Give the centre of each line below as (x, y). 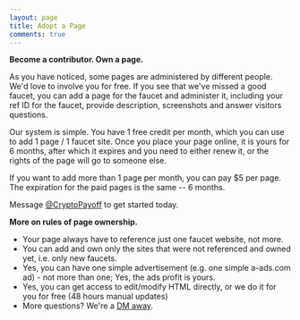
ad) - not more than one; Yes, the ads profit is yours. (119, 277)
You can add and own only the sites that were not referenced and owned (156, 249)
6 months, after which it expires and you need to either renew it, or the (139, 151)
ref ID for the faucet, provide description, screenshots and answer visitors (146, 105)
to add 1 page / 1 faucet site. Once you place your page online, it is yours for (150, 142)
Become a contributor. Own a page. (77, 60)
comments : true (38, 34)
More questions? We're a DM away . (88, 306)
